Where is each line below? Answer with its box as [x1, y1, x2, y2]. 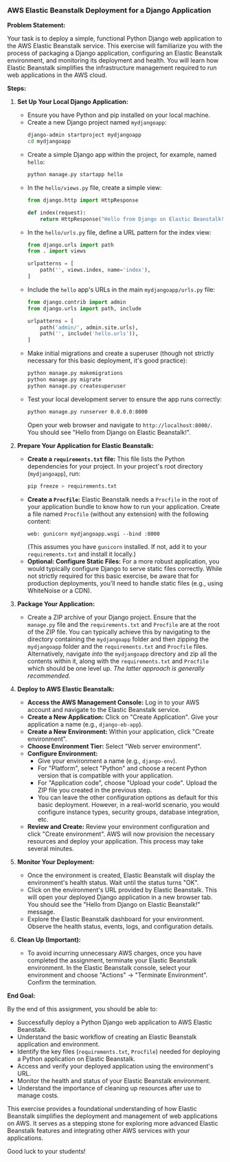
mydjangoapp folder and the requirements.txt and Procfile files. [27, 642, 208, 650]
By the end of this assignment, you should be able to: [7, 1004, 158, 1013]
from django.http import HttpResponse [27, 197, 139, 204]
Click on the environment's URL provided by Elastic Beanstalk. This [27, 885, 218, 894]
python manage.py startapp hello [27, 171, 124, 178]
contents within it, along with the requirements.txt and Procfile [27, 656, 209, 665]
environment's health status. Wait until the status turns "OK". [27, 878, 199, 886]
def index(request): [27, 209, 87, 216]
